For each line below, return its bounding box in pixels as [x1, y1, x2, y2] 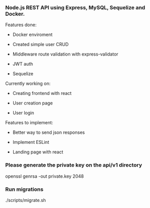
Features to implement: [5, 120, 54, 126]
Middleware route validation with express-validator [12, 51, 119, 57]
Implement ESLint [12, 139, 49, 145]
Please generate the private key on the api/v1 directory [5, 162, 142, 169]
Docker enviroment [12, 32, 53, 38]
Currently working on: [5, 80, 51, 87]
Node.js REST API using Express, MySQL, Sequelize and [5, 4, 145, 11]
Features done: [5, 22, 37, 28]
